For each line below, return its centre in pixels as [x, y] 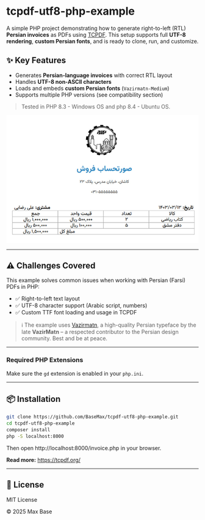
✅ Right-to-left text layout [48, 299]
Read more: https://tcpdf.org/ [44, 459]
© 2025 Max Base [29, 511]
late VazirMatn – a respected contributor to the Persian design [100, 332]
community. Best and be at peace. [64, 338]
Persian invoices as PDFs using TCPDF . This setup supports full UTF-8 [96, 34]
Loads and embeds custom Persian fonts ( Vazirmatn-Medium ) [92, 88]
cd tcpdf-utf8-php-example [41, 423]
